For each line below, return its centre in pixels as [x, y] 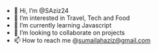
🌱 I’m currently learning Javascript [62, 25]
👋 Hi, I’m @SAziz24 [41, 11]
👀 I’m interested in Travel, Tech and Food [72, 18]
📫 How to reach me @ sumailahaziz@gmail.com [82, 40]
